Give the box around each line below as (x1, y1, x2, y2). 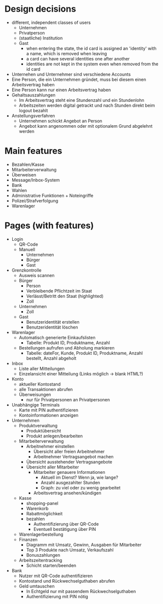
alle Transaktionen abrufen (19, 386, 73, 392)
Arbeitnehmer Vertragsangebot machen (33, 453, 114, 459)
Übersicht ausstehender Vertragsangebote (26, 459, 113, 465)
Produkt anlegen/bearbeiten (26, 433, 83, 439)
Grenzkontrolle (11, 267, 42, 273)
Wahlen (11, 187, 27, 193)
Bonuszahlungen (26, 552, 61, 558)
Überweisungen (19, 391, 51, 397)
